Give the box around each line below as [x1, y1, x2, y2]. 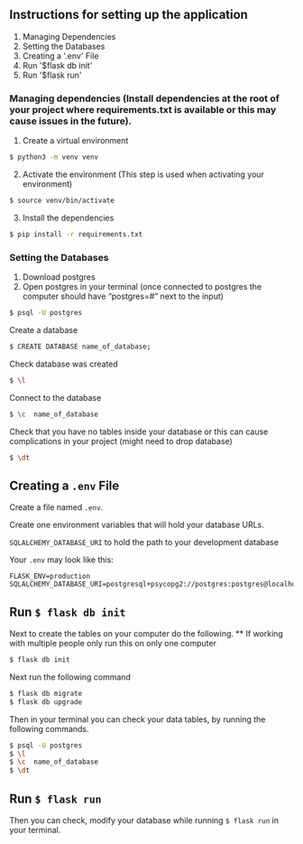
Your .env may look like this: [9, 554, 115, 565]
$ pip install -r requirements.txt [9, 229, 143, 238]
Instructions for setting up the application [9, 7, 248, 23]
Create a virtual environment [22, 135, 129, 146]
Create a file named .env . [9, 502, 104, 513]
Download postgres [22, 272, 96, 283]
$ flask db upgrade [9, 697, 83, 707]
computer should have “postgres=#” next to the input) [22, 291, 224, 301]
